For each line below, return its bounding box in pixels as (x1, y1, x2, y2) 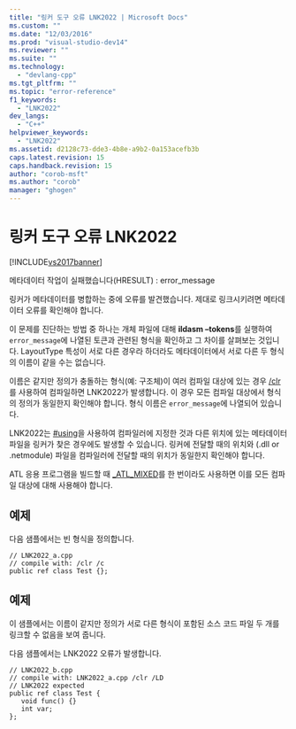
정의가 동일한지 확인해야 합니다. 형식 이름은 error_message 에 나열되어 (18, 398, 259, 408)
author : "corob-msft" (9, 169, 89, 178)
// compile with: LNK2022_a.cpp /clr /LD (9, 673, 164, 682)
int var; (20, 704, 53, 713)
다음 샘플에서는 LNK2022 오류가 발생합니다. (9, 648, 162, 658)
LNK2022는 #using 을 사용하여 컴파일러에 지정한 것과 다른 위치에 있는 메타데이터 (9, 427, 288, 438)
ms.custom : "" (9, 21, 62, 30)
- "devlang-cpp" (17, 71, 77, 80)
